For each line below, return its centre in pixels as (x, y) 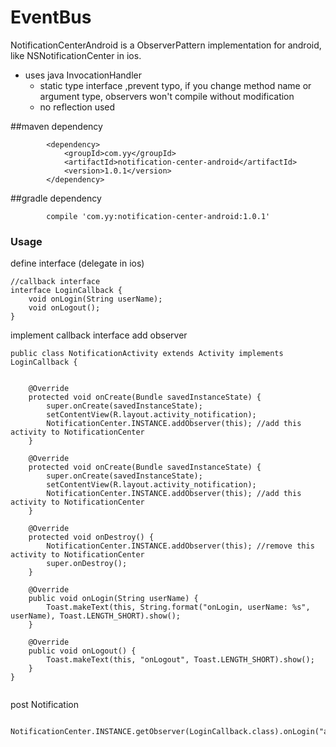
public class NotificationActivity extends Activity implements (147, 354)
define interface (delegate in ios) (77, 263)
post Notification (44, 705)
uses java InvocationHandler (83, 75)
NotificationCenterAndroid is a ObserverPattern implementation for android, (166, 45)
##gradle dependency (56, 198)
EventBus (51, 17)
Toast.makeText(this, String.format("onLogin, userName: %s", (178, 607)
